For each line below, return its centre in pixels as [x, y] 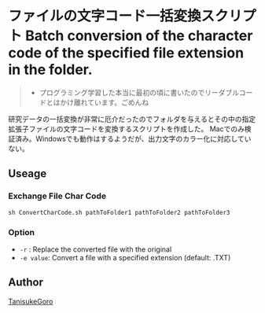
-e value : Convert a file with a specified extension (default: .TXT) [125, 257]
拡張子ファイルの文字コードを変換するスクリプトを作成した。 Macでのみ [127, 129]
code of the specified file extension [126, 53]
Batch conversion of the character [139, 36]
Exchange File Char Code [57, 196]
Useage [28, 174]
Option [22, 232]
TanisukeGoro [31, 301]
